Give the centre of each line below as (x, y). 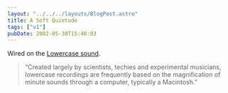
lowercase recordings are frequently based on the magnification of (123, 75)
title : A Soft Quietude (43, 20)
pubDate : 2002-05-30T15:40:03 (52, 33)
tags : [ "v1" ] (27, 27)
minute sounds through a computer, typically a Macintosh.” (111, 82)
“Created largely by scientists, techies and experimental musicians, (123, 67)
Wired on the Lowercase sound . (54, 54)
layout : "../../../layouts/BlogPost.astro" (73, 14)
